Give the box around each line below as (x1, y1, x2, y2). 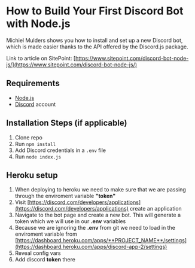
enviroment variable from (14, 230, 78, 237)
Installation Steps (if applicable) (6, 118, 127, 128)
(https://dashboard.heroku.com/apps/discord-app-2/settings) (14, 243, 167, 251)
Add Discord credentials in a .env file (14, 147, 106, 154)
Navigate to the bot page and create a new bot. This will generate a (14, 211, 181, 219)
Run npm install (14, 140, 56, 147)
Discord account (14, 100, 56, 108)
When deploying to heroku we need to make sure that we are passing (14, 186, 187, 193)
